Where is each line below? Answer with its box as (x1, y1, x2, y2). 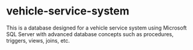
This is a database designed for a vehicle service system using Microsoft (6, 24, 187, 31)
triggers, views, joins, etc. (6, 37, 70, 44)
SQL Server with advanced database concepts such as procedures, (6, 30, 174, 37)
